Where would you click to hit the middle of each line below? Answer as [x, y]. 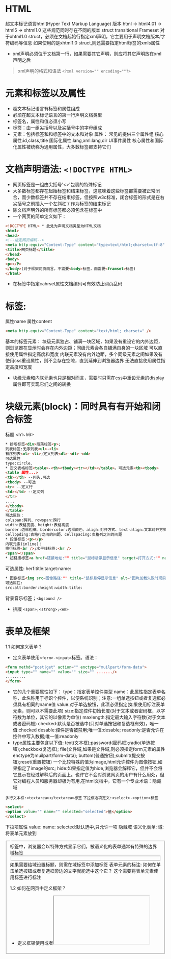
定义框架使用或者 [35, 943]
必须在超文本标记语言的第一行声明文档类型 [57, 115]
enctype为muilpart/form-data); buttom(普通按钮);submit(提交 [77, 755]
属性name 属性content [29, 322]
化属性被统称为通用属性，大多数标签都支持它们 [62, 146]
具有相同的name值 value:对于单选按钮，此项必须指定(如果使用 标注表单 [91, 704]
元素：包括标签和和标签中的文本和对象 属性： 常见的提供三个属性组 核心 [88, 134]
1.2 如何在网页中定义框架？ [38, 888]
